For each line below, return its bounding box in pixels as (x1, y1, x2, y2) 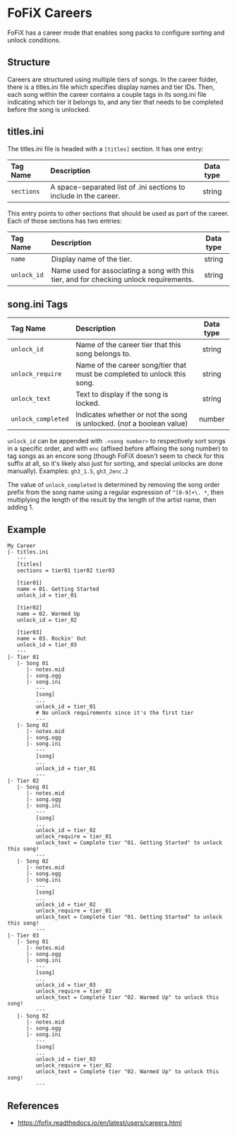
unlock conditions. (7, 35, 61, 44)
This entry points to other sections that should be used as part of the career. (7, 209, 229, 217)
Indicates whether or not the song (75, 410, 188, 420)
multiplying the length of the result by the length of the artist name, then (7, 496, 217, 504)
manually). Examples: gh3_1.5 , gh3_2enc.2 (7, 467, 128, 475)
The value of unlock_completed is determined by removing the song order (7, 481, 220, 489)
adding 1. (7, 503, 34, 512)
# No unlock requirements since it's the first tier (35, 709, 194, 717)
